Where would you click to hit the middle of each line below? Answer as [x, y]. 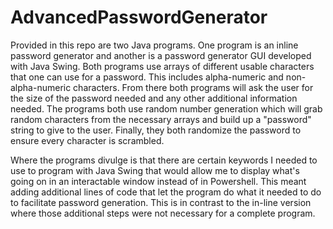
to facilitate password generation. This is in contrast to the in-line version [161, 202]
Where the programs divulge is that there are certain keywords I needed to [164, 160]
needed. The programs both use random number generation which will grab [166, 108]
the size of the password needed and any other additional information [154, 98]
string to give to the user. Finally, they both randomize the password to [156, 130]
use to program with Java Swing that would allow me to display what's [155, 170]
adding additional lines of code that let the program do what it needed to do [166, 192]
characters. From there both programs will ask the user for [193, 87]
